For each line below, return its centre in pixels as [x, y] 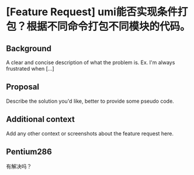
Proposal [23, 87]
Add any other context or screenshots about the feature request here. [90, 133]
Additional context [40, 119]
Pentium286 [29, 152]
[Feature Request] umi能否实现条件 [92, 12]
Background [29, 48]
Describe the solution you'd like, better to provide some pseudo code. [90, 101]
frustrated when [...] [30, 69]
